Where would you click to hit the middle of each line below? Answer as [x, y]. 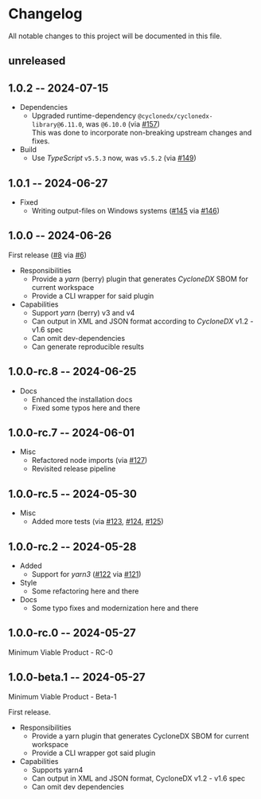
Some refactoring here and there [85, 591]
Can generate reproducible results [88, 347]
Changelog [45, 14]
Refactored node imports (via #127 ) [90, 460]
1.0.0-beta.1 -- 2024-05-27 [77, 678]
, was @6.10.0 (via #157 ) [121, 124]
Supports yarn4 [57, 770]
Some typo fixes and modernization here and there [115, 608]
